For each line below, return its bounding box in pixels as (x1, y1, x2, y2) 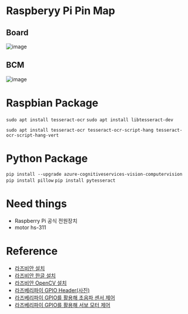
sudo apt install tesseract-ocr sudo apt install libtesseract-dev (6, 116, 173, 123)
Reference (6, 244, 58, 258)
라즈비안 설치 (14, 265, 45, 272)
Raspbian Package (6, 96, 99, 109)
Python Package (6, 152, 88, 165)
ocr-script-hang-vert (6, 132, 59, 138)
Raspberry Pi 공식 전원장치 (14, 217, 78, 224)
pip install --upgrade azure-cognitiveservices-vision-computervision (6, 171, 183, 177)
